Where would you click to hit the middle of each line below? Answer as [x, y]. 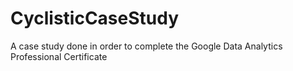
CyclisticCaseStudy [95, 18]
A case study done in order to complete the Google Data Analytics [146, 46]
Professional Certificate [59, 56]
